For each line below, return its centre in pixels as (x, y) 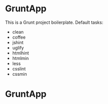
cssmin (19, 74)
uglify (18, 48)
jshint (18, 42)
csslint (19, 69)
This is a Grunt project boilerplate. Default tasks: (54, 22)
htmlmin (20, 58)
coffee (19, 37)
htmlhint (20, 53)
